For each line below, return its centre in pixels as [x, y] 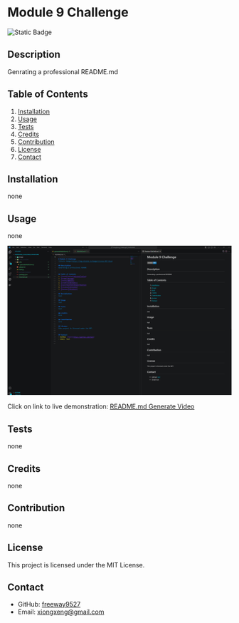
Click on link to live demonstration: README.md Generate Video [101, 406]
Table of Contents [48, 94]
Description [34, 55]
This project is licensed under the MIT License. [76, 565]
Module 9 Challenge [68, 12]
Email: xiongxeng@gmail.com [61, 612]
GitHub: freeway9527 [49, 604]
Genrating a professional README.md [63, 71]
